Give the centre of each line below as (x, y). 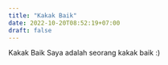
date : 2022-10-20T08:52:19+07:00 (64, 23)
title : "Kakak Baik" (43, 15)
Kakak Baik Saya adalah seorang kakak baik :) (84, 53)
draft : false (30, 30)
